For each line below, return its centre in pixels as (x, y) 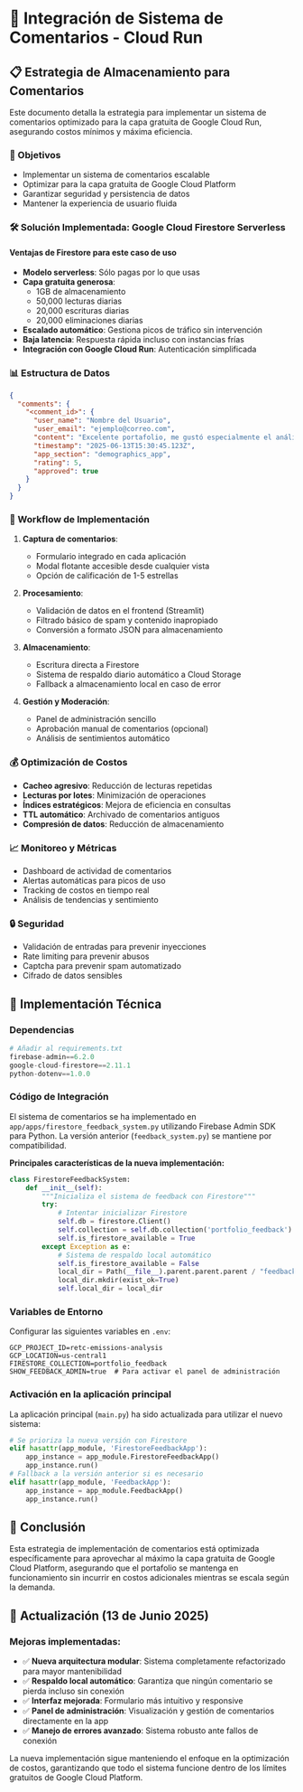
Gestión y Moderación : (66, 702)
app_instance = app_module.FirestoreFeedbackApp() (123, 1457)
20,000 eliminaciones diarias (89, 321)
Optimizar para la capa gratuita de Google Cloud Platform (129, 184)
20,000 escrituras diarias (83, 311)
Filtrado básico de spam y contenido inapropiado (127, 620)
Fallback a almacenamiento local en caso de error (128, 684)
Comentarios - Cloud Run (106, 38)
